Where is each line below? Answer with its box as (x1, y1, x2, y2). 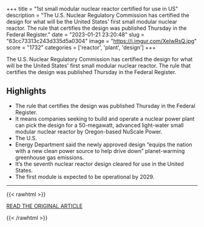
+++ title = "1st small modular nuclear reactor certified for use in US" (6, 5, 178, 12)
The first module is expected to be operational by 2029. (15, 173, 155, 180)
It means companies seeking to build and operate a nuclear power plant (15, 115, 195, 122)
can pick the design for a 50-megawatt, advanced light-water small (15, 121, 184, 129)
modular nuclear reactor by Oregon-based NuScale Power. (15, 127, 163, 135)
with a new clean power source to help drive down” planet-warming (15, 147, 185, 154)
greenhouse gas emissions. (15, 154, 84, 161)
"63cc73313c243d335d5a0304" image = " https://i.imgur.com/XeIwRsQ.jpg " (6, 38, 197, 44)
